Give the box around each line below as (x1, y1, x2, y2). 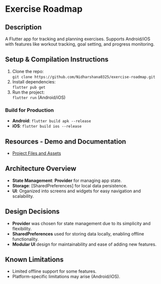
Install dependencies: (12, 78, 56, 84)
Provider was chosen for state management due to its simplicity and (12, 220, 151, 226)
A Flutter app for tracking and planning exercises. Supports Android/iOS (5, 36, 151, 42)
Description (5, 23, 42, 31)
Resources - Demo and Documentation (5, 137, 126, 146)
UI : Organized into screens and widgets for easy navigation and (12, 188, 141, 194)
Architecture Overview (5, 164, 77, 173)
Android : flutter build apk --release (12, 118, 91, 124)
